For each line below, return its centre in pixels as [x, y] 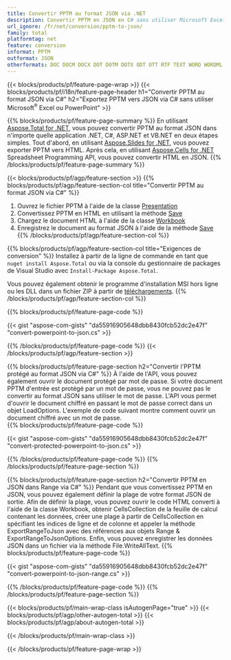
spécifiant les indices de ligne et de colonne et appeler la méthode [101, 524]
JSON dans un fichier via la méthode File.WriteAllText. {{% [90, 546]
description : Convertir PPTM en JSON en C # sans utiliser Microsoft [107, 20]
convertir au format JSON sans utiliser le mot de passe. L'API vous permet [112, 396]
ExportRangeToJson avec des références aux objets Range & [93, 531]
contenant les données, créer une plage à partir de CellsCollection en [106, 517]
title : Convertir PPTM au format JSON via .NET [77, 13]
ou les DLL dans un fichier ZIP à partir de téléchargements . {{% [97, 291]
